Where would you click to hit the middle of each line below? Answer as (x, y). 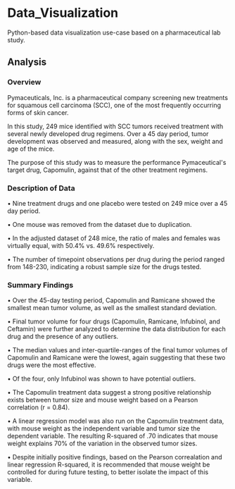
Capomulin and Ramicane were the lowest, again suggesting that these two (116, 358)
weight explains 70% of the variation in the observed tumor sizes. (102, 444)
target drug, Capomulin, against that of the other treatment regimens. (108, 170)
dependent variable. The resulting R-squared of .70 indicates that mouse (113, 436)
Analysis (27, 62)
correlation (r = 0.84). (39, 407)
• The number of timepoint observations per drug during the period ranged (116, 259)
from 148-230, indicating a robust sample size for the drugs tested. (104, 266)
